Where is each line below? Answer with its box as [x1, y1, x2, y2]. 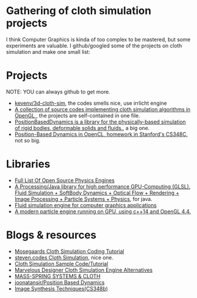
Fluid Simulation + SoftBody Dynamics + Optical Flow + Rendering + [14, 189, 180, 196]
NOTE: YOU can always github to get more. [6, 88, 110, 95]
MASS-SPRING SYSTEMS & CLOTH [14, 272, 101, 279]
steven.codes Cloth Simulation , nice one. [14, 254, 114, 261]
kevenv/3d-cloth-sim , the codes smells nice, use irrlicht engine [14, 100, 167, 107]
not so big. [14, 136, 41, 144]
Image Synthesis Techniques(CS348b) [14, 285, 108, 292]
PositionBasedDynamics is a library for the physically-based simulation [14, 118, 186, 125]
